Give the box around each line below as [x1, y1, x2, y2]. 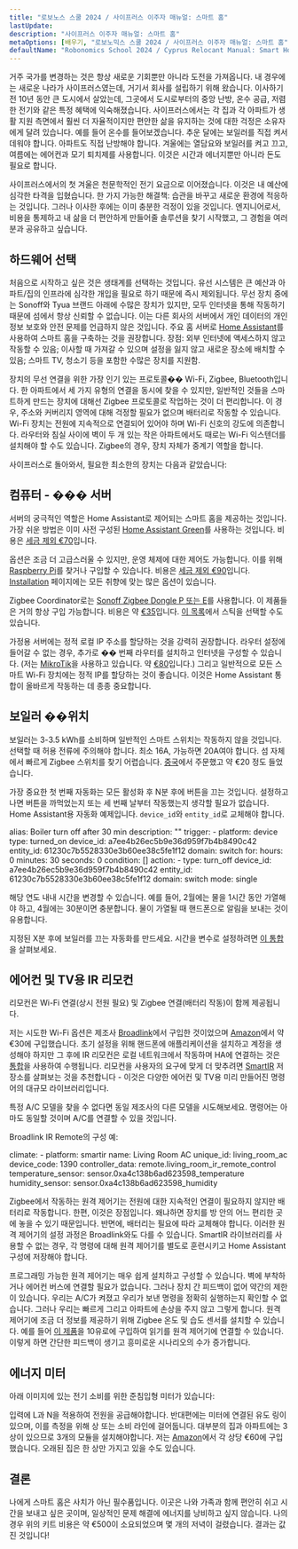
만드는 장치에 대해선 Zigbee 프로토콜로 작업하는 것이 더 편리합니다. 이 [32, 396, 273, 407]
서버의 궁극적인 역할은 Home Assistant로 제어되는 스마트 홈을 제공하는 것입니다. [9, 512, 286, 524]
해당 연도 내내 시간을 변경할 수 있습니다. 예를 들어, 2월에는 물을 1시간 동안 [9, 891, 263, 902]
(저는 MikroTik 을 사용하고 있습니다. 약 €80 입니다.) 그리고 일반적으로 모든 [20, 658, 273, 668]
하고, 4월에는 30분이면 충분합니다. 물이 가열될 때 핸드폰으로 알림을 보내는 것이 [18, 903, 288, 913]
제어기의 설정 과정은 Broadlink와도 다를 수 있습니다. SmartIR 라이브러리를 [18, 1229, 273, 1240]
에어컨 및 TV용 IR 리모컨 [9, 972, 134, 987]
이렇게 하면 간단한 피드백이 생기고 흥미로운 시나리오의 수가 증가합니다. [9, 1337, 251, 1347]
